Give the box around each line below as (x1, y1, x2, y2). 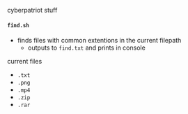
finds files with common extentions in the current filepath (17, 36, 182, 45)
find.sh (7, 22, 30, 29)
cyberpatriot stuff (7, 6, 58, 14)
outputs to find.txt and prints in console (27, 43, 146, 52)
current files (7, 57, 42, 66)
